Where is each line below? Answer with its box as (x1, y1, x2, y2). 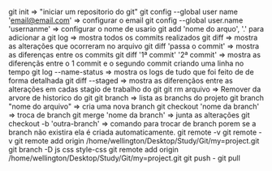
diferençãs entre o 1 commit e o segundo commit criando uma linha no (8, 58, 244, 68)
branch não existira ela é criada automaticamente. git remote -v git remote (8, 127, 257, 137)
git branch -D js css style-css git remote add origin (8, 145, 179, 154)
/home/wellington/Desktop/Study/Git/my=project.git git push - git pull (8, 153, 241, 163)
